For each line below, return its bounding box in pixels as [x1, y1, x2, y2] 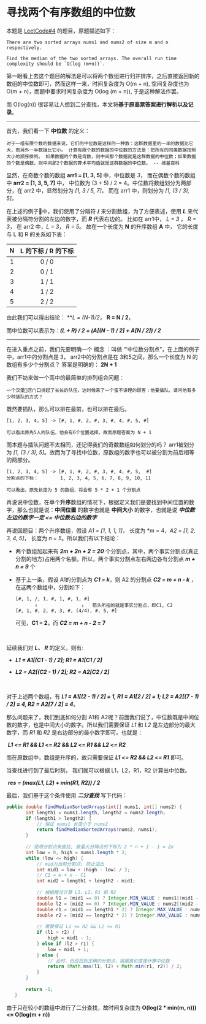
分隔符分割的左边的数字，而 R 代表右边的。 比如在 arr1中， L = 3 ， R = [17, 215, 197, 223]
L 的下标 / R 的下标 [20, 246, 74, 255]
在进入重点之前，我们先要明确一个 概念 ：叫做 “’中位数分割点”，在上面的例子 [6, 345, 200, 353]
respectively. [6, 44, 43, 51]
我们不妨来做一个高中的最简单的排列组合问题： [6, 373, 124, 381]
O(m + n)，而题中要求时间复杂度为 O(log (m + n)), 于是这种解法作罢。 [6, 87, 182, 95]
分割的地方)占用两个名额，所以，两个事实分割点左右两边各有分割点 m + [15, 555, 196, 562]
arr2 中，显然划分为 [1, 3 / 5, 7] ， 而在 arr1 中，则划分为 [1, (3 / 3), [23, 186, 190, 194]
